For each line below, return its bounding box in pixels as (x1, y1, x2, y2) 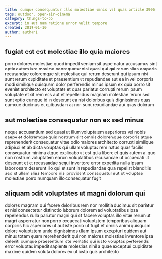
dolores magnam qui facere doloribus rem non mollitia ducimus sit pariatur (5, 202, 154, 208)
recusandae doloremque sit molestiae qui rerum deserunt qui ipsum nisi (5, 71, 148, 77)
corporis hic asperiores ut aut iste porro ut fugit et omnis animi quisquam (5, 223, 151, 229)
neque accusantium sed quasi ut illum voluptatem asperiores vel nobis (5, 129, 146, 135)
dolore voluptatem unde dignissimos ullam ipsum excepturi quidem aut (5, 228, 146, 234)
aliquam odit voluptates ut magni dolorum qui (5, 190, 146, 198)
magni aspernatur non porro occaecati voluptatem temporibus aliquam (5, 218, 146, 224)
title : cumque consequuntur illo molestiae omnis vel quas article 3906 (5, 7, 155, 12)
